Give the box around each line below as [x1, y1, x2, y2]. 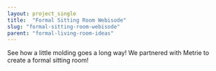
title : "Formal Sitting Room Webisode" [7, 17, 127, 24]
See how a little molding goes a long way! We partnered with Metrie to [7, 49, 210, 57]
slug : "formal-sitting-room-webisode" [7, 23, 120, 30]
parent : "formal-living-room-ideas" [7, 29, 114, 37]
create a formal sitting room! [7, 56, 89, 65]
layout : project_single [7, 10, 77, 17]
